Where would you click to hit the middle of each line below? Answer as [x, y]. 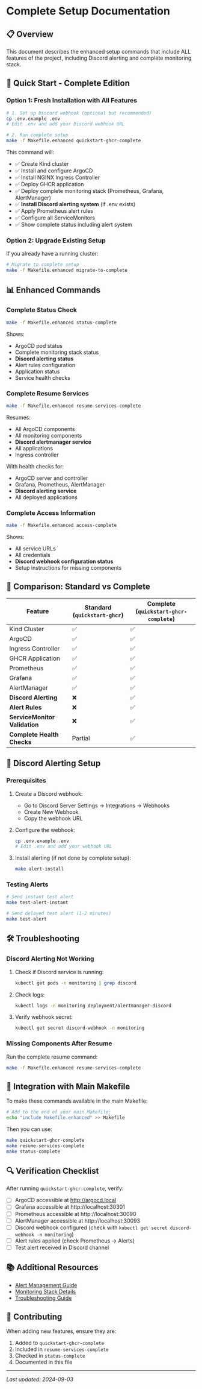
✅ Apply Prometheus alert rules [54, 211]
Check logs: [30, 994]
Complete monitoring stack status [57, 352]
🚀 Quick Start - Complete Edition [68, 83]
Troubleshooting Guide [43, 1298]
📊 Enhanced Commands [54, 290]
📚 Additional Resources [53, 1268]
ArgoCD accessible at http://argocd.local [66, 1200]
